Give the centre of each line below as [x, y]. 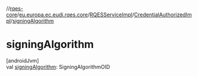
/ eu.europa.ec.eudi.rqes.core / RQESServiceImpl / [76, 15]
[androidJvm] [23, 60]
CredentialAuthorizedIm [163, 15]
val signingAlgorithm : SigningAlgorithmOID [58, 67]
